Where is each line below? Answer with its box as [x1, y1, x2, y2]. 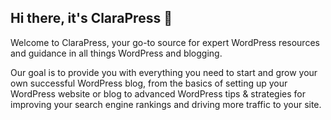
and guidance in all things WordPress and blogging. [10, 47, 223, 59]
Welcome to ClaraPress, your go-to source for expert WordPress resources [10, 36, 320, 48]
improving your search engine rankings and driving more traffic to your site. [10, 98, 322, 110]
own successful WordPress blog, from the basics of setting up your [10, 77, 288, 89]
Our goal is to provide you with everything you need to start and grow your [10, 66, 318, 78]
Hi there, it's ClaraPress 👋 [10, 10, 173, 27]
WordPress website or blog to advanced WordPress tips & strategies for [10, 87, 306, 100]
